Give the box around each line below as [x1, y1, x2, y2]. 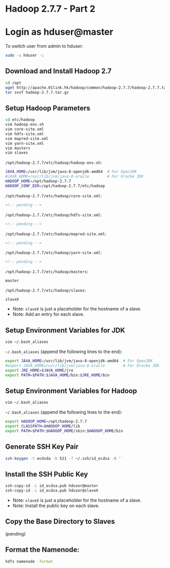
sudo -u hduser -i [5, 53, 44, 58]
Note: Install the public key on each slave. [12, 503, 100, 509]
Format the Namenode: [5, 546, 80, 554]
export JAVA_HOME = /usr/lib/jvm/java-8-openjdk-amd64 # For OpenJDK [5, 358, 153, 363]
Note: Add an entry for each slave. [12, 311, 84, 317]
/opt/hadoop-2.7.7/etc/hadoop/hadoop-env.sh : [5, 159, 102, 165]
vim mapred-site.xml [5, 136, 49, 141]
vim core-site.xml [5, 127, 44, 132]
